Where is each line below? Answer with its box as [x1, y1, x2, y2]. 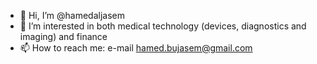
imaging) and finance [19, 31, 108, 42]
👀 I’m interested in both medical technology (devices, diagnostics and [19, 20, 307, 32]
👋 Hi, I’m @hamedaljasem [19, 10, 125, 21]
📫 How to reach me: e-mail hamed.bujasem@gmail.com [19, 42, 253, 54]
